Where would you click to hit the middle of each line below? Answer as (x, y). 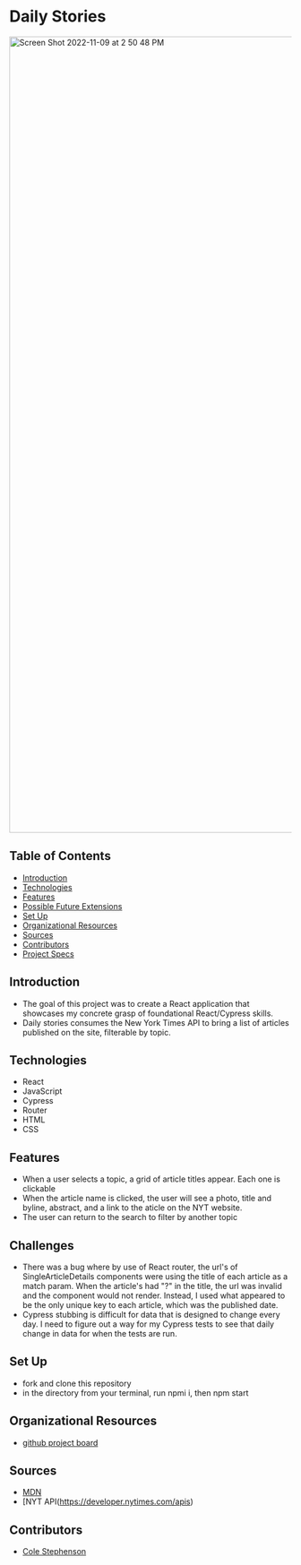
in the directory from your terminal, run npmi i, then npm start (135, 1393)
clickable (39, 1189)
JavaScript (42, 1091)
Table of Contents (60, 856)
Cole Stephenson (54, 1552)
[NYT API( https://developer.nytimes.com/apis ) (108, 1501)
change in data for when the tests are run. (99, 1333)
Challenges (42, 1246)
